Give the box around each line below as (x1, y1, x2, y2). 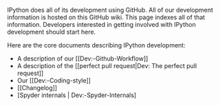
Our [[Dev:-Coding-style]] (16, 76, 91, 85)
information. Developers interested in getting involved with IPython (7, 21, 196, 28)
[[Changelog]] (16, 84, 57, 92)
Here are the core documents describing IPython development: (7, 41, 186, 49)
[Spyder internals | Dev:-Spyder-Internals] (16, 91, 137, 99)
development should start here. (7, 28, 96, 36)
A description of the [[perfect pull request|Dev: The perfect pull (16, 62, 197, 70)
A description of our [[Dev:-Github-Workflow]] (16, 54, 148, 63)
